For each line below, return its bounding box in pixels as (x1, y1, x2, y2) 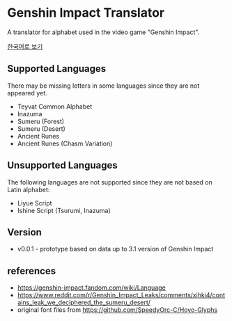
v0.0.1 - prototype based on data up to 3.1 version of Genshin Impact (17, 245, 214, 253)
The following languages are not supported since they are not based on (7, 178, 212, 186)
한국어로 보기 (7, 42, 43, 50)
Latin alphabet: (7, 185, 50, 194)
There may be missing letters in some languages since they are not (7, 81, 200, 90)
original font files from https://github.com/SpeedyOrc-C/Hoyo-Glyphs (17, 306, 218, 314)
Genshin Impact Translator (7, 5, 165, 21)
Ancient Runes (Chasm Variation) (17, 139, 113, 148)
